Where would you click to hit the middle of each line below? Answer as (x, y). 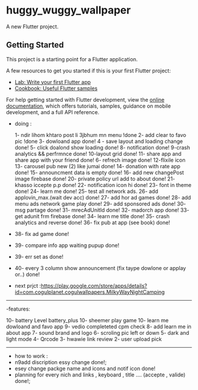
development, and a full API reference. (53, 112)
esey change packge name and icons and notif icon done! (85, 368)
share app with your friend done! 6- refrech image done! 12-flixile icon (100, 160)
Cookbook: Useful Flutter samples (56, 88)
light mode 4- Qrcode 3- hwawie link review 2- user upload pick (84, 339)
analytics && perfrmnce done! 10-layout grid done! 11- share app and (98, 154)
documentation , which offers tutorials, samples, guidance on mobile (88, 106)
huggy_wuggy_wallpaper (68, 10)
